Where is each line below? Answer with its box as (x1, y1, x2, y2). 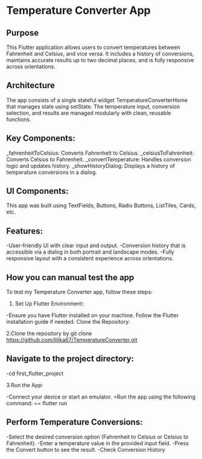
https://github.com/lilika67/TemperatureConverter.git (6, 336, 137, 344)
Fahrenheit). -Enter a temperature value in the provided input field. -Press (6, 439, 189, 447)
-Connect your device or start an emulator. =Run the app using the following (6, 393, 196, 400)
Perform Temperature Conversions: (6, 417, 143, 428)
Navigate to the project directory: (6, 354, 134, 364)
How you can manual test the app (6, 272, 134, 283)
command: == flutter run (6, 399, 68, 406)
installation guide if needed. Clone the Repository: (6, 318, 131, 326)
